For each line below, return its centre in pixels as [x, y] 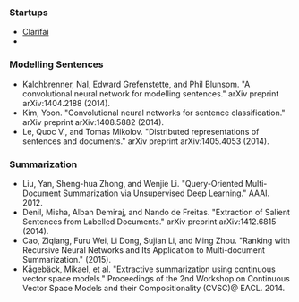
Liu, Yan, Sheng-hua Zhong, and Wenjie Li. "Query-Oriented [132, 183]
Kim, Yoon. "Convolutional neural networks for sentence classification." [154, 113]
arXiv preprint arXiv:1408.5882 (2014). [93, 122]
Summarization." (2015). [67, 259]
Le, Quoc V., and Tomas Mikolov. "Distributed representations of [141, 131]
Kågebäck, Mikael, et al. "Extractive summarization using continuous [149, 269]
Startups [29, 13]
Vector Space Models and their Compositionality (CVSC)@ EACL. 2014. [154, 288]
